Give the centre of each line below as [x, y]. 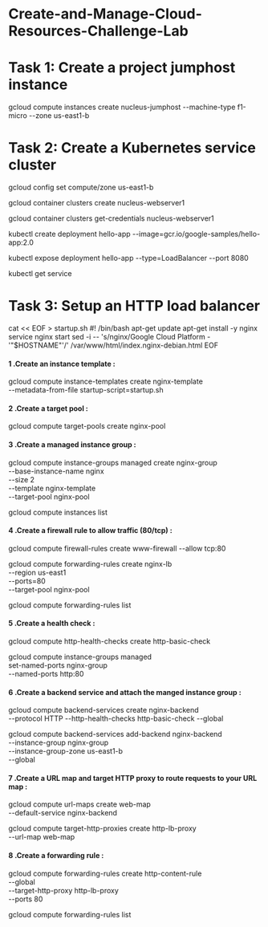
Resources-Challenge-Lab [98, 31]
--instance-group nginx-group [59, 742]
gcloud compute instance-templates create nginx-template [106, 381]
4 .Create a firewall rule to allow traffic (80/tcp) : [90, 531]
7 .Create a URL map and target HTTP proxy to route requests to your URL [133, 778]
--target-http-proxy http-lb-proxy [63, 890]
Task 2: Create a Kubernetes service [132, 148]
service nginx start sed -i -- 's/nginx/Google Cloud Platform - [110, 337]
